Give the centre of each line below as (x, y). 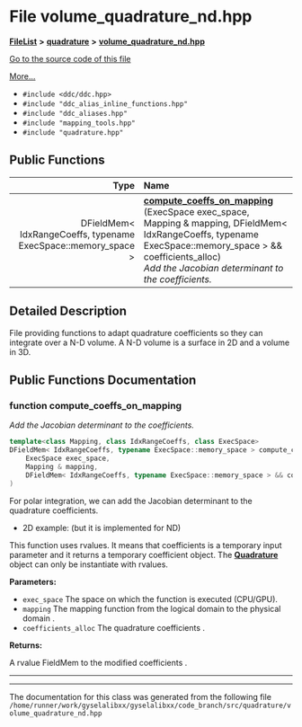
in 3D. (20, 351)
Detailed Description (68, 311)
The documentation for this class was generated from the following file (141, 696)
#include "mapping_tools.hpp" (79, 123)
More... (22, 76)
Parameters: (33, 581)
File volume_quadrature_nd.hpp (131, 17)
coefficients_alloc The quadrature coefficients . (113, 627)
